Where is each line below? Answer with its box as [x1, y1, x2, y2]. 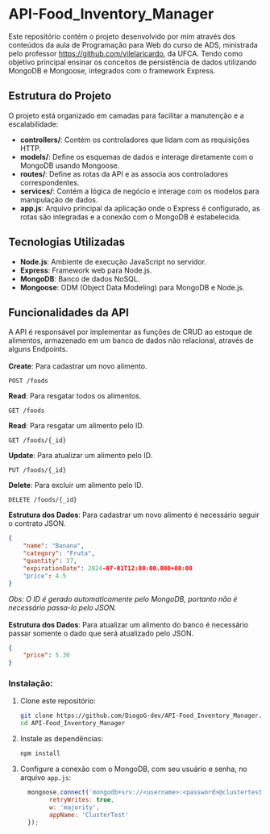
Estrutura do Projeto [8, 90, 112, 103]
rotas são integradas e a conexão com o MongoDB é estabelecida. [19, 211, 242, 222]
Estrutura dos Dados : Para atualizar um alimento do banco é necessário [8, 619, 248, 629]
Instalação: [8, 678, 54, 690]
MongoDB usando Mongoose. [19, 161, 120, 170]
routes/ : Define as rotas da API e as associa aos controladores [19, 169, 228, 178]
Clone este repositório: [19, 696, 97, 706]
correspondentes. [19, 177, 80, 187]
